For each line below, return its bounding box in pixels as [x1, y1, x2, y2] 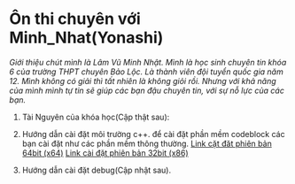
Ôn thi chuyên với [9, 9, 142, 29]
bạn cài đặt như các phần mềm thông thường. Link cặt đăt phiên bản [21, 138, 272, 149]
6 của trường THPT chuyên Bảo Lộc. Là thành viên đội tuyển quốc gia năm [9, 66, 283, 77]
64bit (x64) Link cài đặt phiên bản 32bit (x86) [21, 147, 189, 158]
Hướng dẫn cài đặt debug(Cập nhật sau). [21, 165, 171, 175]
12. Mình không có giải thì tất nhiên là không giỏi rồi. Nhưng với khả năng [9, 75, 276, 86]
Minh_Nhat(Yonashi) [9, 27, 164, 48]
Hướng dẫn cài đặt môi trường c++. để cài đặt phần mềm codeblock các [21, 128, 285, 139]
